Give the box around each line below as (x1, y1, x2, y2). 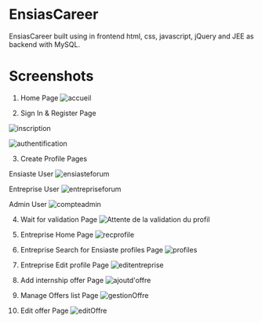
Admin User (9, 199, 48, 209)
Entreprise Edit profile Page (20, 260, 109, 270)
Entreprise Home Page (20, 230, 93, 239)
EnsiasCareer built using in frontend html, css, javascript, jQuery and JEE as (9, 31, 254, 41)
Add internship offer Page (20, 275, 104, 285)
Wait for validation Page (20, 214, 98, 224)
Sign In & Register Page (20, 108, 96, 118)
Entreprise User (9, 184, 60, 194)
